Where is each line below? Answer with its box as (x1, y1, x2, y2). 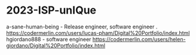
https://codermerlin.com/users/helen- (92, 35, 186, 43)
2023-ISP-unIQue (6, 4, 97, 17)
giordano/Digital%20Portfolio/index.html (6, 42, 106, 49)
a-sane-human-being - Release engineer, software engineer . (6, 23, 158, 30)
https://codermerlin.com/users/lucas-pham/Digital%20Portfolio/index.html (6, 29, 190, 36)
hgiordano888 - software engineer (6, 35, 91, 43)
